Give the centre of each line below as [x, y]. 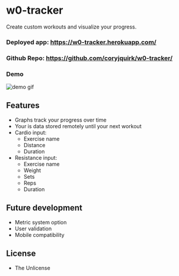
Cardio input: [31, 132]
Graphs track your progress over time [60, 120]
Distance [34, 145]
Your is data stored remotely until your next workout [78, 126]
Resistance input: [36, 157]
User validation [33, 229]
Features [23, 105]
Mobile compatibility [39, 234]
